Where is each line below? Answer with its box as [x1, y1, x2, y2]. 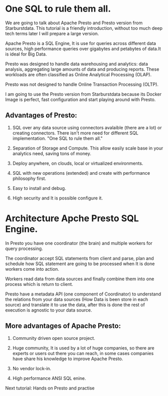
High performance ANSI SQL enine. [12, 375, 87, 381]
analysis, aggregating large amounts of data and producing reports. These [5, 66, 159, 72]
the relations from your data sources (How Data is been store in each [5, 296, 148, 302]
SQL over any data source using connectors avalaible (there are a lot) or [12, 124, 162, 130]
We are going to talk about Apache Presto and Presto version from [5, 20, 143, 26]
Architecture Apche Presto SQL [5, 213, 139, 224]
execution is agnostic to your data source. [5, 307, 92, 313]
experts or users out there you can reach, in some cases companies [12, 350, 154, 356]
